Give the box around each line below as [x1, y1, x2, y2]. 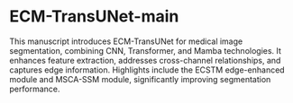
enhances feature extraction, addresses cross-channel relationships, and [9, 55, 281, 65]
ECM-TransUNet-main [9, 6, 179, 27]
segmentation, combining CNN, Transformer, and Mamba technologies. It [9, 45, 282, 56]
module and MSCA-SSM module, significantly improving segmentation [9, 73, 271, 84]
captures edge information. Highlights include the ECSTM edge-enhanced [9, 64, 286, 75]
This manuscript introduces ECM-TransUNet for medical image [9, 36, 243, 47]
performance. [9, 83, 60, 94]
